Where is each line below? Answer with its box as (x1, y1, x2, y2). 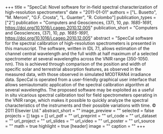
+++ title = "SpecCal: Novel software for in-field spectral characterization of (5, 4, 158, 10)
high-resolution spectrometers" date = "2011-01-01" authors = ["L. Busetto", (5, 9, 157, 15)
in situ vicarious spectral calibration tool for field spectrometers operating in (5, 92, 157, 98)
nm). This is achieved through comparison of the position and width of (5, 61, 146, 67)
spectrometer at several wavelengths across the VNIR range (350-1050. (5, 56, 149, 61)
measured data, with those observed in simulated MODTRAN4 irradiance (5, 72, 151, 77)
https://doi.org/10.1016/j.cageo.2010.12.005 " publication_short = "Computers (5, 25, 158, 31)
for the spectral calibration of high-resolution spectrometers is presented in (5, 40, 157, 46)
